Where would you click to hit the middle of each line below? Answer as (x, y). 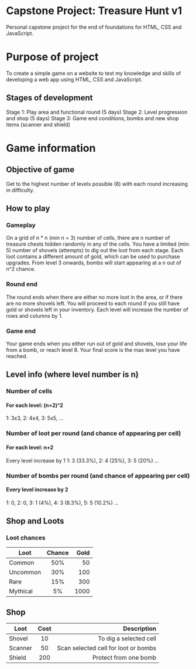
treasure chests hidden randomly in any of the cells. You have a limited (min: (98, 244)
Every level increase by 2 (37, 490)
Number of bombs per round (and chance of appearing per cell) (98, 476)
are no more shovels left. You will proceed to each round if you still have (93, 303)
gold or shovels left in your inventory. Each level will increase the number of (97, 310)
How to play (28, 208)
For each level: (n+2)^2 (35, 405)
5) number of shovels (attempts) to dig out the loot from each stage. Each (95, 250)
